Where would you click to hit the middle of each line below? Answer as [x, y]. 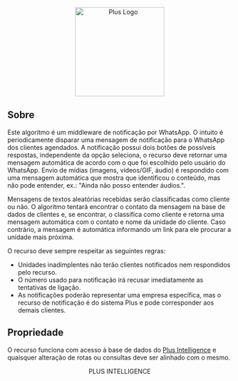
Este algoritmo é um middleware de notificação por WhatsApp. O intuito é [115, 132]
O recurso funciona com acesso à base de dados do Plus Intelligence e [112, 350]
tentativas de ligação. [49, 287]
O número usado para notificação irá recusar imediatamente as [110, 280]
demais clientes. [42, 310]
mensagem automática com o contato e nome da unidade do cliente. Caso [117, 222]
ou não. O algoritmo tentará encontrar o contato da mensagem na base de [117, 206]
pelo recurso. [37, 272]
